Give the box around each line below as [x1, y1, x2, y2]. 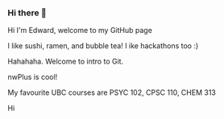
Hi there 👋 [7, 7, 48, 18]
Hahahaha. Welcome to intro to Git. [7, 56, 124, 67]
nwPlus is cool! [7, 72, 58, 82]
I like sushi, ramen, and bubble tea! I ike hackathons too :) [7, 41, 199, 51]
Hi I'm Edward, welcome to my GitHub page [7, 26, 152, 35]
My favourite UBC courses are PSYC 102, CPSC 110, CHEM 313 [7, 88, 217, 97]
